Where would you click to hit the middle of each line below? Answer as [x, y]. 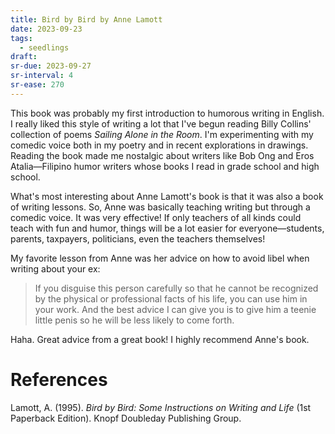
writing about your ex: [55, 268]
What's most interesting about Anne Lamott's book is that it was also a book [167, 196]
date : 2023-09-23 [46, 29]
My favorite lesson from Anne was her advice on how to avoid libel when [160, 258]
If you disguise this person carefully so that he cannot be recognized [176, 288]
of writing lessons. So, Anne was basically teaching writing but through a [160, 207]
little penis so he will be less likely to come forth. [134, 320]
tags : [21, 38]
